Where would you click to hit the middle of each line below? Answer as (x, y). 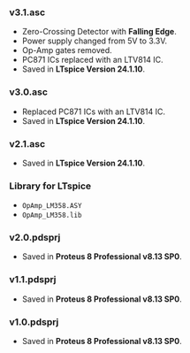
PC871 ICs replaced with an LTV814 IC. (92, 60)
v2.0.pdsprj (35, 238)
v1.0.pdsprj (34, 322)
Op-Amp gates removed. (67, 50)
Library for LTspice (50, 186)
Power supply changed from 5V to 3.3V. (95, 41)
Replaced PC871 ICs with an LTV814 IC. (94, 111)
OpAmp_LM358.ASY (52, 206)
